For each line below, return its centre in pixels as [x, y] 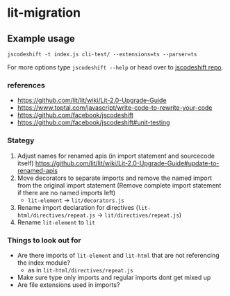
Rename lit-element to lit [56, 222]
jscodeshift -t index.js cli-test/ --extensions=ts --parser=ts [102, 54]
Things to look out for [44, 240]
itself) [25, 163]
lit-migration [44, 13]
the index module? [44, 263]
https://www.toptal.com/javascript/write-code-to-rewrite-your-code [115, 108]
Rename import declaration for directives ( [78, 207]
